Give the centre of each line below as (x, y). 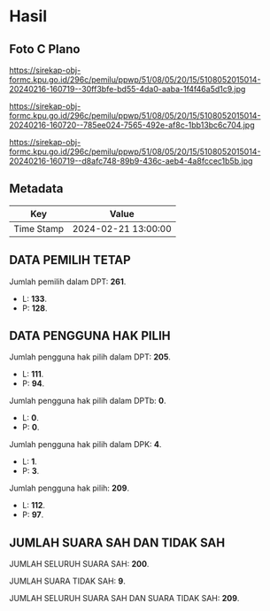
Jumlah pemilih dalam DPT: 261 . (68, 282)
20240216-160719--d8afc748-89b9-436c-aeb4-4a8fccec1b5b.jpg (131, 161)
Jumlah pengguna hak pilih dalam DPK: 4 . (85, 445)
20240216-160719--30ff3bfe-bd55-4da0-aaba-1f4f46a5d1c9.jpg (127, 89)
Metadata (36, 189)
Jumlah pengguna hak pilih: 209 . (69, 488)
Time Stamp (39, 228)
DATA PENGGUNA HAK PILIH (90, 336)
